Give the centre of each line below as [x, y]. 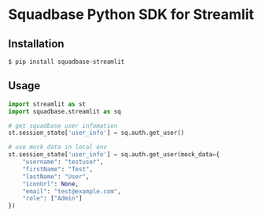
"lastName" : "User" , [56, 176]
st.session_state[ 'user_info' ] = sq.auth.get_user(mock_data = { [114, 155]
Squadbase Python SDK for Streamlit [131, 15]
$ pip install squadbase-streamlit [66, 62]
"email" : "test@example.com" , [72, 191]
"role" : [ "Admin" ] [52, 199]
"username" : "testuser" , [63, 162]
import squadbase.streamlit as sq [65, 111]
